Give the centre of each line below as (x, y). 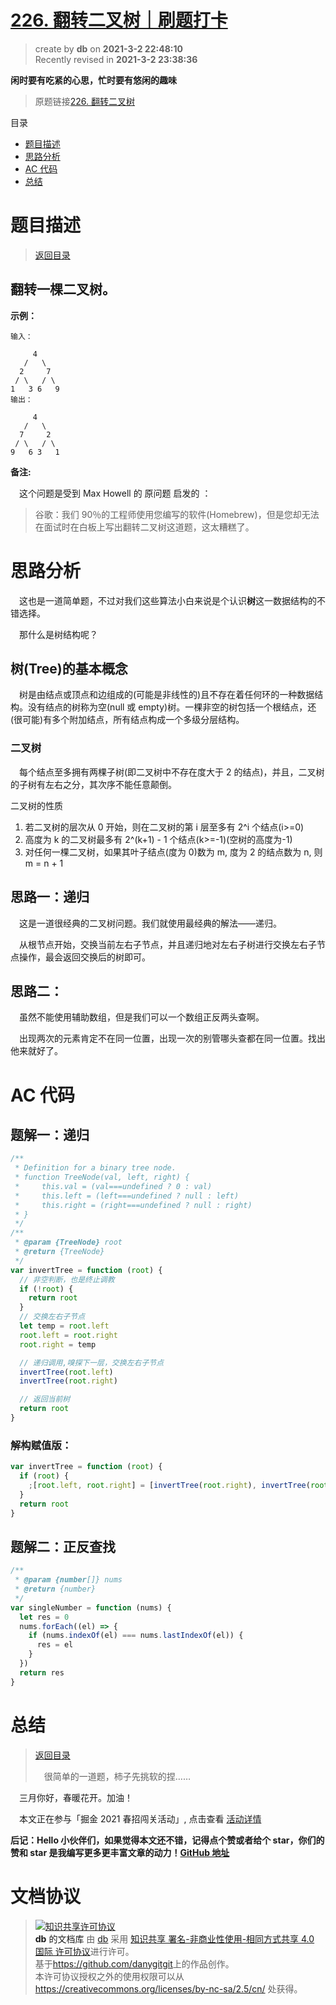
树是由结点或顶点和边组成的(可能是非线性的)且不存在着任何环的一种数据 (167, 695)
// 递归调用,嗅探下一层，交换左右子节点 (92, 1362)
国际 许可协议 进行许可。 (84, 1951)
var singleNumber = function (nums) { (91, 1607)
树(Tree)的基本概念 (69, 669)
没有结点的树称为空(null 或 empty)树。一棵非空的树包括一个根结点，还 (172, 707)
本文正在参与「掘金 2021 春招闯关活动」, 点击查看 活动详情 (140, 1818)
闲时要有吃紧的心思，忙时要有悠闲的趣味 (93, 80)
